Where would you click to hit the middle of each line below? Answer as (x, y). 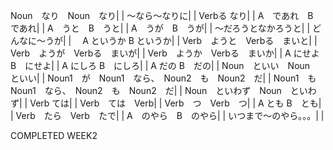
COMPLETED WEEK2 (54, 135)
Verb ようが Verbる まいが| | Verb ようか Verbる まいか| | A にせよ (165, 53)
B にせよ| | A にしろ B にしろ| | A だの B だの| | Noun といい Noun (160, 65)
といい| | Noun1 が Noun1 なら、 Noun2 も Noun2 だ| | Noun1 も (163, 78)
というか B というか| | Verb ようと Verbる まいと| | (204, 40)
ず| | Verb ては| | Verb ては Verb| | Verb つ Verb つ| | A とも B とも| (166, 103)
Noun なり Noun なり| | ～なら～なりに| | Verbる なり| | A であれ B (162, 15)
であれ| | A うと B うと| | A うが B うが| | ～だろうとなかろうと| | (160, 28)
